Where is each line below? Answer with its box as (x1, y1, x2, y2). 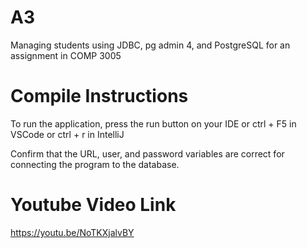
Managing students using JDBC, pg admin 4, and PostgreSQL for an (10, 39, 291, 51)
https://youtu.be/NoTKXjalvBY (10, 226, 135, 238)
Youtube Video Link (10, 194, 177, 216)
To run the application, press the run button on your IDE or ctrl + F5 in (10, 117, 297, 130)
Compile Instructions (10, 85, 189, 108)
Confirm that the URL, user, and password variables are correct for (10, 147, 285, 160)
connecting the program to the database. (10, 158, 180, 170)
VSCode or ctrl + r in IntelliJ (10, 128, 125, 140)
